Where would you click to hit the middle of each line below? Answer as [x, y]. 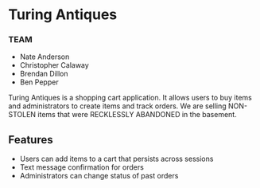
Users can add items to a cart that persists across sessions [116, 159]
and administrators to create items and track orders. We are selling [117, 106]
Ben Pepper [39, 82]
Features [31, 140]
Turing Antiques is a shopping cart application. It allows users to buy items [130, 98]
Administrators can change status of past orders [99, 176]
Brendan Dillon [44, 74]
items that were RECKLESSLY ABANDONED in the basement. [137, 115]
